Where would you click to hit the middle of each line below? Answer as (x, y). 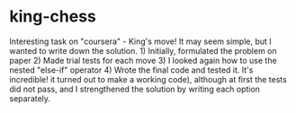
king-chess (53, 17)
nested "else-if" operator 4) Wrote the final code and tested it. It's (131, 70)
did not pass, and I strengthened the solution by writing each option (135, 89)
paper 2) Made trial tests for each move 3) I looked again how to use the (143, 60)
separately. (30, 98)
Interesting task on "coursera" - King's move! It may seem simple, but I (140, 41)
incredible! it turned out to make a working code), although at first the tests (148, 79)
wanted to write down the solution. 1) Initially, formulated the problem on (143, 50)
